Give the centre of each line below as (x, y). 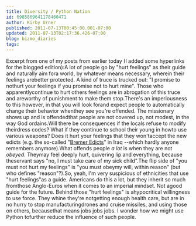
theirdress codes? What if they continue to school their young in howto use (97, 129)
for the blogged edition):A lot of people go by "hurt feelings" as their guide (96, 67)
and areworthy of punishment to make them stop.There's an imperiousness (97, 98)
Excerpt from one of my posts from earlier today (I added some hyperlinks (95, 61)
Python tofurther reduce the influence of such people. (71, 217)
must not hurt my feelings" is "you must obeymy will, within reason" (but (93, 167)
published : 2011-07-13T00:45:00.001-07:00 (59, 28)
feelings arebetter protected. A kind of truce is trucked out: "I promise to (93, 79)
